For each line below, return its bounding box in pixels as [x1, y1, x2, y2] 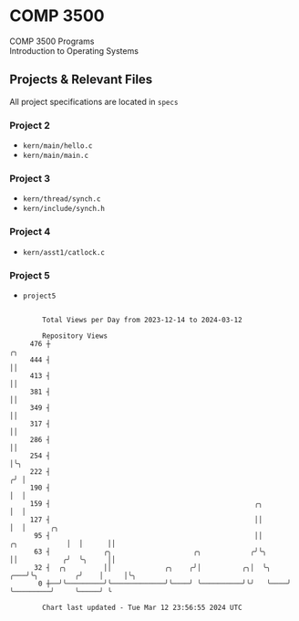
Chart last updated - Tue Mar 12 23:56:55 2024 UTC [42, 603, 243, 612]
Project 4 [9, 226, 51, 238]
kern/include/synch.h [22, 205, 105, 214]
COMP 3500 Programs [9, 36, 95, 47]
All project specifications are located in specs [9, 96, 179, 107]
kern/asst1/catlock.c [22, 247, 105, 257]
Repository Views [42, 331, 108, 341]
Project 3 [9, 172, 51, 184]
